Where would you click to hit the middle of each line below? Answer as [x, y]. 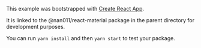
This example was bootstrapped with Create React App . [75, 9]
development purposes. [36, 27]
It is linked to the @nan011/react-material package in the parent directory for [100, 20]
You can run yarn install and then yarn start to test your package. [91, 38]
